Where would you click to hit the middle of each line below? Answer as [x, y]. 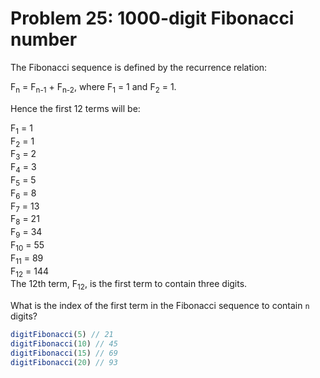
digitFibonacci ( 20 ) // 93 [64, 362]
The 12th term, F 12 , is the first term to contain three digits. [129, 285]
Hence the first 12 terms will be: [75, 108]
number [44, 39]
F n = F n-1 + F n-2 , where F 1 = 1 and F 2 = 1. [93, 87]
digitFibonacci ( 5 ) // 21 [62, 335]
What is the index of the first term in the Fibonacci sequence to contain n [160, 306]
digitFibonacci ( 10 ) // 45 [64, 343]
